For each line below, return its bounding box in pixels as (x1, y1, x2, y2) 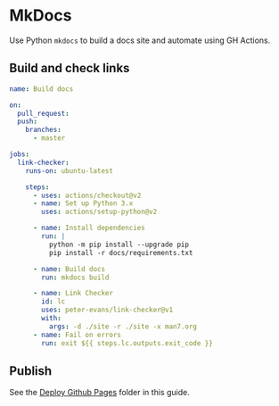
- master (32, 134, 66, 143)
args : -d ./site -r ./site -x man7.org (48, 322, 198, 331)
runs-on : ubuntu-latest (25, 166, 114, 175)
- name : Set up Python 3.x (32, 199, 134, 208)
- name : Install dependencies (32, 224, 145, 233)
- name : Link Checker (32, 289, 114, 298)
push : (17, 117, 38, 126)
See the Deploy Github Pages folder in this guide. (9, 387, 190, 398)
